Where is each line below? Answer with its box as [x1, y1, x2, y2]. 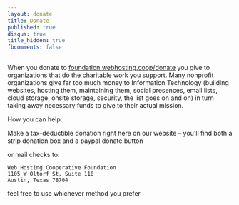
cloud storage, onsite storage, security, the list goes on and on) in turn [7, 94, 214, 102]
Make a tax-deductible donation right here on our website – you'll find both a [7, 129, 233, 137]
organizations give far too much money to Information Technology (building [7, 79, 230, 86]
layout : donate [7, 10, 53, 18]
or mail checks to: [7, 151, 60, 159]
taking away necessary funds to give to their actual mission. [7, 101, 184, 109]
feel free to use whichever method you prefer [7, 189, 141, 197]
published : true [7, 24, 56, 31]
